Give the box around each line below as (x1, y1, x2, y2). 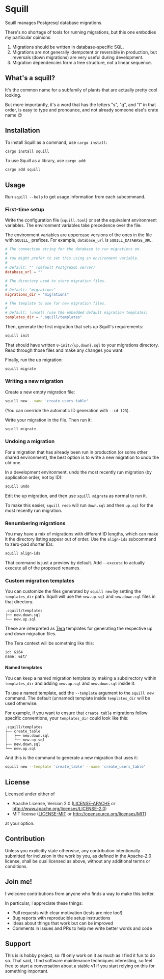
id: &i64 (5, 650, 23, 655)
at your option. (5, 820, 35, 826)
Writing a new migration (5, 378, 64, 385)
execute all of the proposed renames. (5, 565, 81, 571)
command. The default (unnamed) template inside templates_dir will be (5, 695, 151, 701)
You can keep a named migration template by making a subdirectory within (5, 675, 157, 681)
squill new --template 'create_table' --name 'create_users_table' (5, 764, 146, 769)
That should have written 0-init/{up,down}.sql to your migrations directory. (5, 342, 159, 348)
